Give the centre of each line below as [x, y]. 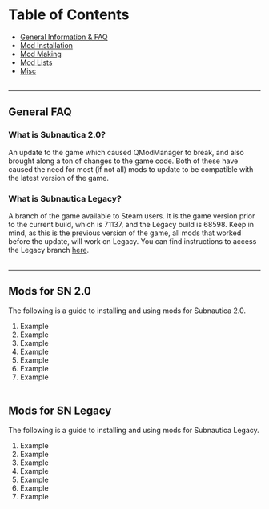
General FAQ [40, 112]
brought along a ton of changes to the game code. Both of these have [123, 161]
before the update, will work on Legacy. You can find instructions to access [132, 241]
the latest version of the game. [59, 178]
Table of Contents [69, 15]
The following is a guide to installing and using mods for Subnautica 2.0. [127, 311]
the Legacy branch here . [49, 250]
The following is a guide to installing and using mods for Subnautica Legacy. [134, 430]
